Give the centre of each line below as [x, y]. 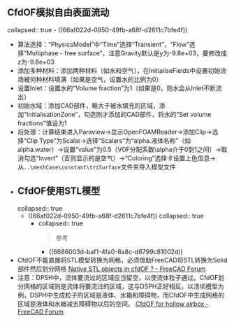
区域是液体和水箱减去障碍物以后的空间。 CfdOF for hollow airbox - [113, 304]
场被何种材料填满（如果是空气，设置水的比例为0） [90, 79]
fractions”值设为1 [42, 123]
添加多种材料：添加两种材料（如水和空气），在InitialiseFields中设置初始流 [122, 70]
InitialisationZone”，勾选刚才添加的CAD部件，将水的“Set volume [119, 114]
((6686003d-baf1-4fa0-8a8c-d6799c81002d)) [116, 251]
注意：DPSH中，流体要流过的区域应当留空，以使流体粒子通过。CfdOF [118, 277]
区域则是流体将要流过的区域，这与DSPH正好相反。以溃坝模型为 [133, 286]
